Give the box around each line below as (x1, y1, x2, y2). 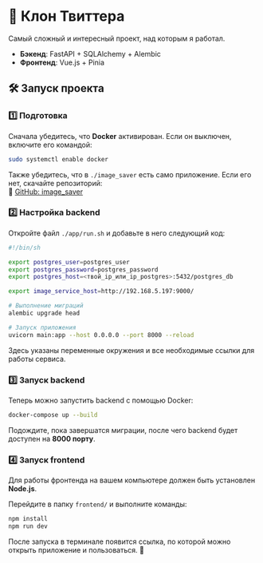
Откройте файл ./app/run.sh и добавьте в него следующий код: (8, 228, 226, 238)
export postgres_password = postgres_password (8, 265, 159, 274)
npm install (8, 515, 48, 523)
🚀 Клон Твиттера (8, 7, 125, 26)
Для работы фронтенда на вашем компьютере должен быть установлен (8, 475, 256, 486)
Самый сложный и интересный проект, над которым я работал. (8, 34, 226, 43)
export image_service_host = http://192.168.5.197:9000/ (8, 287, 194, 295)
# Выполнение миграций (8, 302, 84, 310)
